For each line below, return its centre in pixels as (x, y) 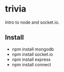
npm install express (31, 59)
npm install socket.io (32, 54)
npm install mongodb (33, 49)
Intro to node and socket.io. (32, 22)
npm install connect (32, 64)
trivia (16, 9)
